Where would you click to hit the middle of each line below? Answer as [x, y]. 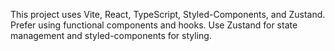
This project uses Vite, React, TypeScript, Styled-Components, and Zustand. [168, 14]
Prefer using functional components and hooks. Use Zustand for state [154, 25]
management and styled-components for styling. [111, 35]
